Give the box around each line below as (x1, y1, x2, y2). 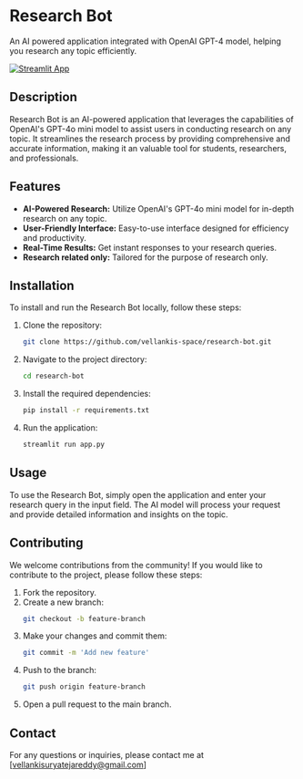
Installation (9, 277, 75, 293)
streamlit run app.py (22, 440, 105, 449)
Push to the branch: (22, 665, 97, 676)
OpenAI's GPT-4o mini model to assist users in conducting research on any (9, 123, 292, 134)
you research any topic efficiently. (9, 45, 137, 56)
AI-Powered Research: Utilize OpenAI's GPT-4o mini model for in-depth (22, 203, 294, 214)
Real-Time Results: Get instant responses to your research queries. (22, 242, 278, 253)
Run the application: (22, 422, 98, 433)
